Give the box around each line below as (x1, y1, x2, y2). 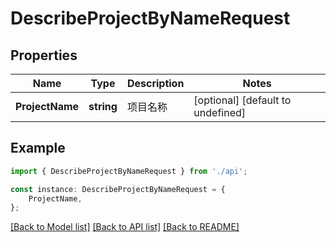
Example (10, 140, 66, 157)
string (88, 100, 118, 113)
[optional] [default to (193, 93, 292, 107)
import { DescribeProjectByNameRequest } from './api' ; (10, 166, 248, 176)
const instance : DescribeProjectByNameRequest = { (10, 184, 226, 194)
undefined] (193, 106, 247, 119)
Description (126, 77, 185, 90)
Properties (10, 47, 78, 64)
